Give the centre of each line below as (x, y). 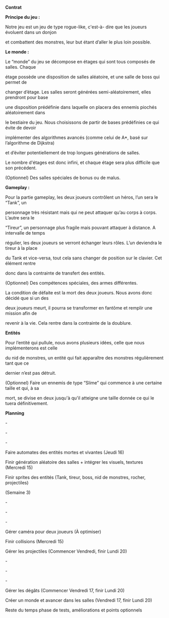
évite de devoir (21, 128)
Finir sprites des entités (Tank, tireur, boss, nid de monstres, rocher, (75, 477)
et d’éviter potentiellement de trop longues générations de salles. (73, 153)
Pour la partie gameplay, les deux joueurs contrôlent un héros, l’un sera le (82, 197)
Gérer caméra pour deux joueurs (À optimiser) (53, 532)
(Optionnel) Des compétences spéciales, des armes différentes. (71, 283)
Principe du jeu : (23, 17)
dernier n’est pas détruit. (31, 373)
